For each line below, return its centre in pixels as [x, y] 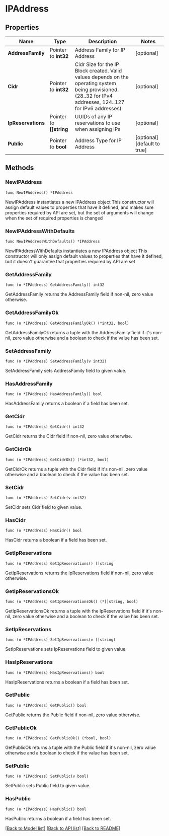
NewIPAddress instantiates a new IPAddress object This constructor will [80, 202]
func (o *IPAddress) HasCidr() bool [44, 531]
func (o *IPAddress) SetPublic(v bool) [47, 776]
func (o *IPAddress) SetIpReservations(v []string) [60, 640]
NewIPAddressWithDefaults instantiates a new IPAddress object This [76, 251]
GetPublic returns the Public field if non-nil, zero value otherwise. [73, 715]
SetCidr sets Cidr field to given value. [44, 507]
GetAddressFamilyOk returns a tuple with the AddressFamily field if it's [78, 332]
